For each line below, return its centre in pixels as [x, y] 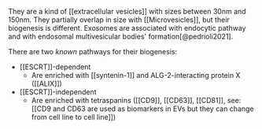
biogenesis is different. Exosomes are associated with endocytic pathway [127, 28]
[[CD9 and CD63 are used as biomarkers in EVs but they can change [142, 109]
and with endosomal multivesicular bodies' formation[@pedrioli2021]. [121, 36]
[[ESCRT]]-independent [58, 92]
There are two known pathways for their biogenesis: [93, 52]
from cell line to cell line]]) [74, 117]
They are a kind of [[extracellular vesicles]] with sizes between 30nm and [127, 11]
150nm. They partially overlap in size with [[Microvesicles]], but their [119, 20]
